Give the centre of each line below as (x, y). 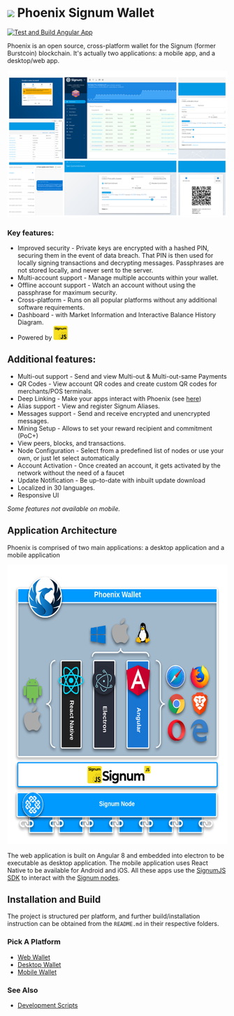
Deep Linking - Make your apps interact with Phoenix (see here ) (109, 398)
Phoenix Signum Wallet (86, 13)
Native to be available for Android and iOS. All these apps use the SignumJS (117, 870)
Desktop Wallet (39, 964)
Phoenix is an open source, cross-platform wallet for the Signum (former (112, 45)
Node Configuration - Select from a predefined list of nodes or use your (120, 450)
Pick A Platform (34, 942)
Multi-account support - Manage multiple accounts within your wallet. (118, 277)
